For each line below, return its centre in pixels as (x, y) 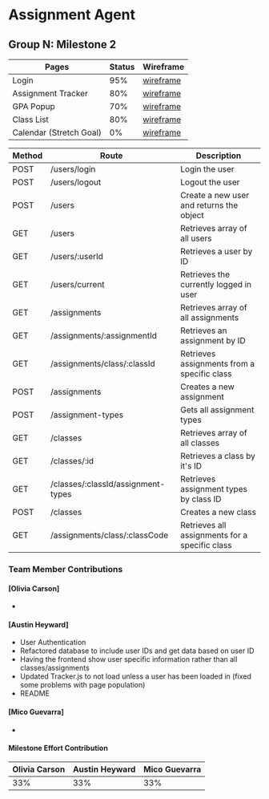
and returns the (209, 205)
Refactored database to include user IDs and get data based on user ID (137, 651)
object (192, 215)
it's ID (191, 466)
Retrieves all (203, 525)
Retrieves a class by (218, 456)
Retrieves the (205, 274)
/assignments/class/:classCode (110, 535)
